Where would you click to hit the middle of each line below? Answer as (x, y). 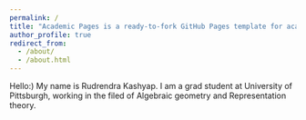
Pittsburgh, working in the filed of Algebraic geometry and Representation (148, 95)
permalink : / (34, 18)
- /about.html (44, 60)
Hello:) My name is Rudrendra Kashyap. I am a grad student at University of (151, 86)
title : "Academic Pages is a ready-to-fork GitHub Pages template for (146, 26)
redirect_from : (38, 43)
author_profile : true (51, 35)
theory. (23, 105)
